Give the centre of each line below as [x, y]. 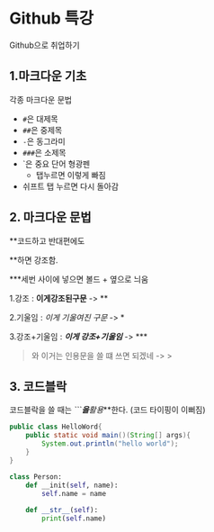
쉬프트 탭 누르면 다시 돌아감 [71, 186]
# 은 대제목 [40, 119]
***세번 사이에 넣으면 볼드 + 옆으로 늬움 [79, 279]
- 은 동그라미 [44, 141]
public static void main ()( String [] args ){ [108, 436]
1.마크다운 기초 [48, 76]
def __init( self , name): [72, 485]
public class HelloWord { [56, 427]
